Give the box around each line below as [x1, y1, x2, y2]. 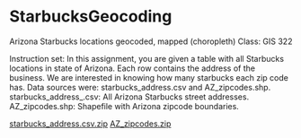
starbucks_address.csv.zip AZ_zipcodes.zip [9, 118, 172, 129]
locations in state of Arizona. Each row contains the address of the [9, 63, 256, 73]
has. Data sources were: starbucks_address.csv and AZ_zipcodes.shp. [9, 82, 271, 92]
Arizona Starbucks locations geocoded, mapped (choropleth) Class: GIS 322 [9, 36, 293, 47]
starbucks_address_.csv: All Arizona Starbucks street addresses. [9, 91, 250, 102]
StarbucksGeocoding [9, 6, 173, 27]
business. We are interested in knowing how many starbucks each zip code [9, 72, 289, 82]
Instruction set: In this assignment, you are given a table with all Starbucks [9, 53, 285, 64]
